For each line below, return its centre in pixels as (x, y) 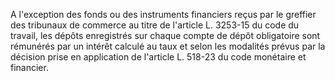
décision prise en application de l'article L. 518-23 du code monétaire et (158, 57)
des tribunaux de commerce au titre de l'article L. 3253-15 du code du (155, 25)
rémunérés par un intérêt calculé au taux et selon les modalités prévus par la (168, 46)
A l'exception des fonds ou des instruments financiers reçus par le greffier (163, 14)
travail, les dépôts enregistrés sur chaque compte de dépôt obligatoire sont (165, 35)
